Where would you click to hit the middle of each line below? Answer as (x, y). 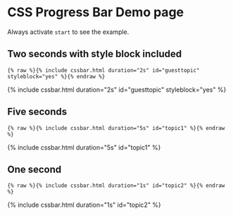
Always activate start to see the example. (68, 32)
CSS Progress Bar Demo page (96, 12)
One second (34, 169)
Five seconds (37, 112)
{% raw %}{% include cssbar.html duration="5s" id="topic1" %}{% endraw (116, 128)
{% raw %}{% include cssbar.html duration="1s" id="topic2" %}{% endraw (116, 186)
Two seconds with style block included (94, 54)
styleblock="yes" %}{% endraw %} (56, 76)
